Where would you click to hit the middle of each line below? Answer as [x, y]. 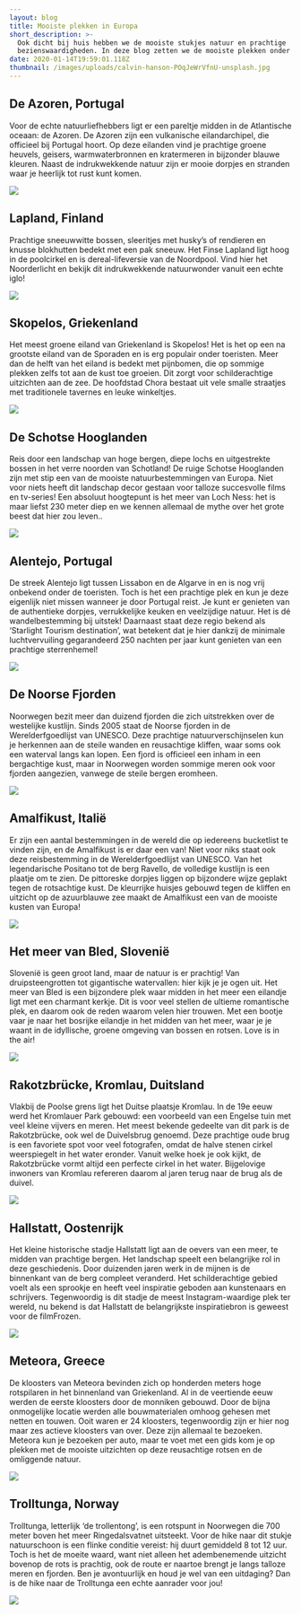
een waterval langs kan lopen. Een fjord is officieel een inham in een [135, 754]
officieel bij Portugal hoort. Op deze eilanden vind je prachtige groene [138, 144]
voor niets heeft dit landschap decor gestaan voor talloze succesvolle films [148, 488]
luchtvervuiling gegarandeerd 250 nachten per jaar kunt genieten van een [146, 640]
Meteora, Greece [57, 1361]
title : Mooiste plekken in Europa [74, 26]
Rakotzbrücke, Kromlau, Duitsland [107, 1085]
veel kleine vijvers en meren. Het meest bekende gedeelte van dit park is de [149, 1126]
